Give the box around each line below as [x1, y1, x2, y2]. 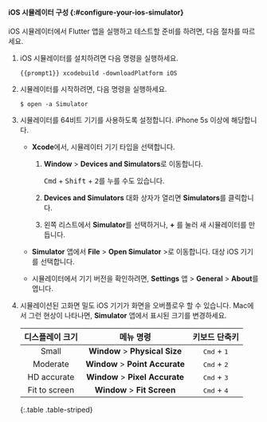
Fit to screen [27, 385, 75, 396]
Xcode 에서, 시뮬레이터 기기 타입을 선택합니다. [31, 142, 175, 152]
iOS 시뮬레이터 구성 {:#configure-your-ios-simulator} [8, 7, 184, 17]
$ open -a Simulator [19, 101, 88, 108]
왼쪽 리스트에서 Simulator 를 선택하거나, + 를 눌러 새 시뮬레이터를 [43, 220, 247, 230]
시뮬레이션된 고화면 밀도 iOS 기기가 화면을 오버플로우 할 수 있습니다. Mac [19, 301, 248, 310]
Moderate [33, 359, 69, 370]
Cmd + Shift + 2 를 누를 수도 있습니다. [43, 176, 165, 186]
